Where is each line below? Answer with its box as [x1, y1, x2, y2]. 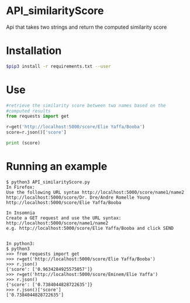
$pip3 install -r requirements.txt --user [6, 63, 111, 69]
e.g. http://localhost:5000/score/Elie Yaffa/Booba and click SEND [6, 225, 174, 231]
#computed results [6, 108, 51, 114]
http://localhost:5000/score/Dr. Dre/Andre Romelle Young [6, 195, 150, 200]
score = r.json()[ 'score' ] [6, 130, 67, 135]
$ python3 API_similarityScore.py [6, 179, 91, 185]
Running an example [6, 160, 108, 173]
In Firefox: [6, 184, 35, 190]
